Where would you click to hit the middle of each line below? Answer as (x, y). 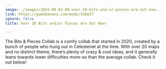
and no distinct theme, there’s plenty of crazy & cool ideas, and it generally (81, 52)
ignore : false (20, 19)
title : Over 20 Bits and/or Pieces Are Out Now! (56, 23)
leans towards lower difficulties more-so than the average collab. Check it (80, 57)
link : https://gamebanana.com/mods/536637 (49, 14)
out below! (16, 62)
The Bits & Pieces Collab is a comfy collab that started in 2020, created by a (83, 42)
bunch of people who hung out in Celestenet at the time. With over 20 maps (82, 46)
